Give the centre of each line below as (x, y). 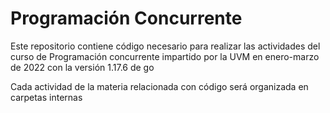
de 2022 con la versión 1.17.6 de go (82, 67)
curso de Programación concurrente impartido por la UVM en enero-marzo (165, 56)
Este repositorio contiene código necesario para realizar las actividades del (165, 46)
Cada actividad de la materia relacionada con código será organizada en (159, 86)
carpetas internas (46, 97)
